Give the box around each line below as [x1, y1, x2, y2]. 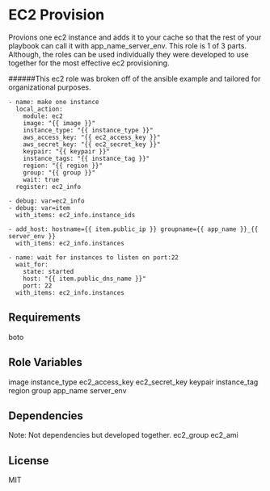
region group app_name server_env [8, 385, 127, 395]
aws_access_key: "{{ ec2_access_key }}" [23, 133, 161, 141]
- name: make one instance [8, 98, 99, 106]
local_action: [15, 105, 63, 113]
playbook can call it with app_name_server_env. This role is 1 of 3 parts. [8, 40, 247, 50]
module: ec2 [23, 111, 63, 120]
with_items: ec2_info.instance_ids [15, 211, 136, 219]
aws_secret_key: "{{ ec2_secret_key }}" [23, 140, 161, 149]
